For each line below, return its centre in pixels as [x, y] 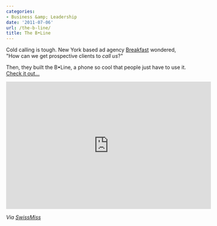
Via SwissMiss [23, 217]
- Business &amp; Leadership [42, 17]
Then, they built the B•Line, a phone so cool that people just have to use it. [96, 67]
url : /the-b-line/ [28, 28]
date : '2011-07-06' [30, 22]
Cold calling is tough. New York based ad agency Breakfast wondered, [91, 50]
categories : [20, 11]
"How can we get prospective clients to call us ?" [65, 56]
